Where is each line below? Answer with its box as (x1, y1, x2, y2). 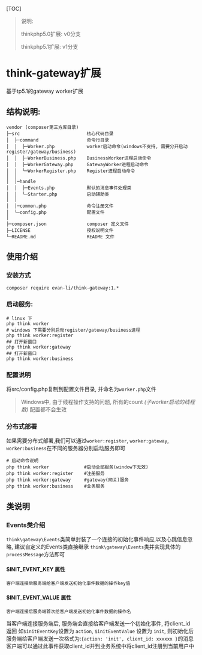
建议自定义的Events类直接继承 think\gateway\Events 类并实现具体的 (14, 543, 181, 550)
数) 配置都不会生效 (20, 406, 67, 413)
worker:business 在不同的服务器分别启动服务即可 (6, 445, 126, 452)
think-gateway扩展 (6, 66, 102, 80)
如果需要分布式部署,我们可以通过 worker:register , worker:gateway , (6, 437, 169, 444)
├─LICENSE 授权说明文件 (6, 227, 114, 234)
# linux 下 (6, 315, 33, 321)
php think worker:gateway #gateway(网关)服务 (6, 477, 129, 483)
